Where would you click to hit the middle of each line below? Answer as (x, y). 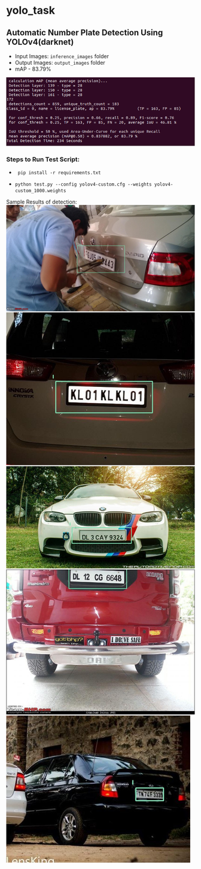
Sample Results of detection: (42, 202)
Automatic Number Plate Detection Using (85, 33)
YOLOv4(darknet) (40, 42)
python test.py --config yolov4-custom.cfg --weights (83, 184)
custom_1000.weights (40, 191)
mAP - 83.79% (33, 69)
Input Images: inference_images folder (62, 56)
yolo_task (31, 10)
